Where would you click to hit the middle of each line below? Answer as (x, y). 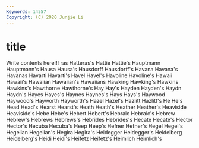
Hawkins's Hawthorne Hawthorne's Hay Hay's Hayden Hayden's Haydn (94, 88)
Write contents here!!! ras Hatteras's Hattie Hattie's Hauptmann (83, 63)
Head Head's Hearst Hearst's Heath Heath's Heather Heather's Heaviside (97, 107)
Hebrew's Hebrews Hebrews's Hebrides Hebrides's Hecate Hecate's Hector (99, 120)
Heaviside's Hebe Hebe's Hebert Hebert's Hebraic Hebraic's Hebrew (91, 114)
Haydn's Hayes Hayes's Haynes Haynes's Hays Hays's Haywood (86, 95)
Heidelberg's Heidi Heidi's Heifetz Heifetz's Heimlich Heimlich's (84, 139)
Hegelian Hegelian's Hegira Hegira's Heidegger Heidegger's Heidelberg (94, 133)
